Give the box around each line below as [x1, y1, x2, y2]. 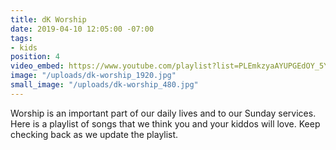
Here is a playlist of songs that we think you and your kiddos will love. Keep [10, 117, 321, 130]
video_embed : [10, 61, 65, 71]
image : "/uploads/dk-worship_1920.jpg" [10, 71, 177, 81]
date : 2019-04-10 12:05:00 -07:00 [10, 24, 155, 34]
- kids [10, 42, 38, 53]
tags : [10, 33, 33, 43]
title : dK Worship [10, 14, 87, 25]
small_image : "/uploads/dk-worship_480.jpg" [10, 80, 199, 90]
